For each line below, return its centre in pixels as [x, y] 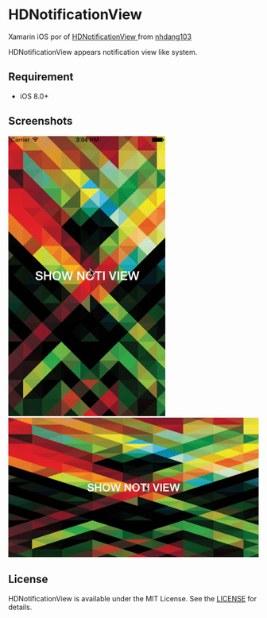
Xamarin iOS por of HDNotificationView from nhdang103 [100, 37]
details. [20, 607]
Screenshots [41, 121]
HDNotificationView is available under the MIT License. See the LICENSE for [132, 598]
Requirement [41, 77]
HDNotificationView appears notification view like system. [103, 52]
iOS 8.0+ [34, 96]
